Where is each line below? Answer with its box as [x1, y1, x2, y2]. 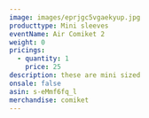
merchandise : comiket [9, 95, 90, 105]
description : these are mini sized [9, 71, 141, 80]
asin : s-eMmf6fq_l [9, 87, 77, 96]
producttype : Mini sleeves [9, 21, 109, 30]
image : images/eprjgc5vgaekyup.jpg [9, 12, 141, 22]
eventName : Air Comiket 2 [9, 29, 105, 38]
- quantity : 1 [17, 54, 69, 63]
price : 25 [25, 63, 62, 72]
